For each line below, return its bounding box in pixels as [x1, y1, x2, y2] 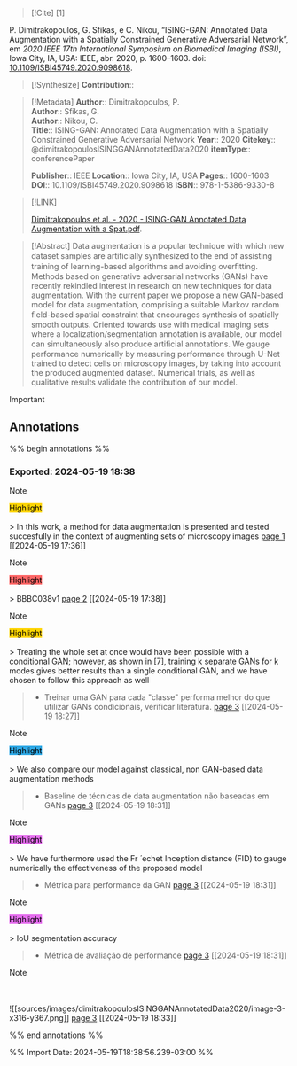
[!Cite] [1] [30, 8, 66, 18]
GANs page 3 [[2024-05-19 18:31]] [43, 800, 171, 811]
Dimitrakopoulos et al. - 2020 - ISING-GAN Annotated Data [30, 214, 246, 224]
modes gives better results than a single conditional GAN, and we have [9, 665, 268, 676]
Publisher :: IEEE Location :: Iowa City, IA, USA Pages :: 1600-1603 [30, 170, 270, 181]
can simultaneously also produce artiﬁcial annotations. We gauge [30, 338, 270, 349]
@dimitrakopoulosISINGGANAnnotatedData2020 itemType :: [30, 144, 251, 154]
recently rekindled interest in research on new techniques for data [30, 281, 272, 291]
